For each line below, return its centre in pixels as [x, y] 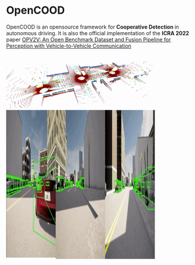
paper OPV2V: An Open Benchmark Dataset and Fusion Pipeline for [89, 39]
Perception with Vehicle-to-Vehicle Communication [69, 46]
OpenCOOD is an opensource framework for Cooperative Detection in [93, 27]
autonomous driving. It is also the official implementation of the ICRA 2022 [97, 33]
